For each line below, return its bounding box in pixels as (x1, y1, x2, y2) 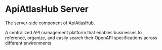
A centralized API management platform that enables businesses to (5, 29, 142, 35)
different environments (5, 40, 52, 46)
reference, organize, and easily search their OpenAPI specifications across (5, 35, 158, 41)
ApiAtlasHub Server (5, 3, 89, 15)
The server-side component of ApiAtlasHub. (5, 20, 95, 26)
